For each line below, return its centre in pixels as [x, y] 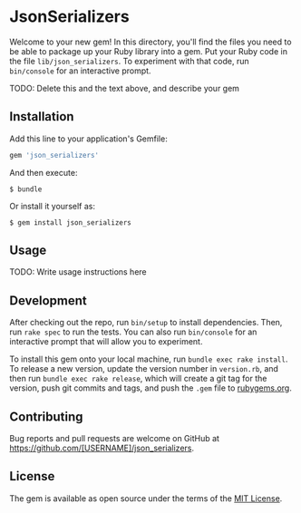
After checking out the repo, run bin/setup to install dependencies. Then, [146, 323]
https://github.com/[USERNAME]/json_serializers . [102, 448]
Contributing [46, 416]
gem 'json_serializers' [54, 155]
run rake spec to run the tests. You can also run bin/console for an [133, 332]
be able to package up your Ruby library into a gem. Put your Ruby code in [149, 51]
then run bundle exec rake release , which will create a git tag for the [138, 379]
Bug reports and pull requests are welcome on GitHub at [115, 439]
